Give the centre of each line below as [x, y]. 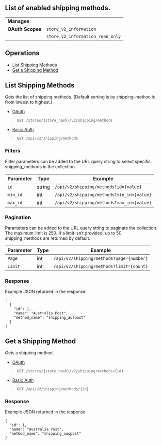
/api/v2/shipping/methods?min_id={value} [103, 195]
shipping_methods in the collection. [40, 166]
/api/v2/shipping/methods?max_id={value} [103, 203]
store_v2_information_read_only [84, 36]
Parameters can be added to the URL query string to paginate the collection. [81, 228]
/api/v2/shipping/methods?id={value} [98, 187]
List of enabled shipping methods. [58, 8]
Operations [22, 53]
